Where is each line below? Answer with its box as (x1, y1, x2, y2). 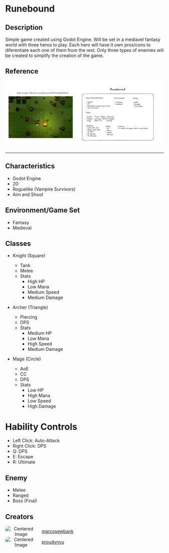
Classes (5, 239, 31, 248)
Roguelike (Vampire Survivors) (12, 186, 76, 192)
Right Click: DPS (12, 443, 47, 449)
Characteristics (5, 162, 55, 170)
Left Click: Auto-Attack (12, 438, 60, 444)
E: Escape (12, 454, 34, 460)
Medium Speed (27, 289, 59, 295)
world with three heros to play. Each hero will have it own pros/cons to (5, 42, 151, 48)
